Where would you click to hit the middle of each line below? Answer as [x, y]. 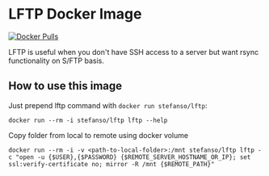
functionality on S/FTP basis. [57, 61]
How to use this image [65, 86]
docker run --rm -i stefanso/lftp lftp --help [88, 120]
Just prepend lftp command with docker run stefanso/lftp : [108, 105]
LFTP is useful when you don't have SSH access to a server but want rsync [134, 52]
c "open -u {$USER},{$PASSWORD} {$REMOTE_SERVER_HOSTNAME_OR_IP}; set [130, 157]
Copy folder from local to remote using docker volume [98, 135]
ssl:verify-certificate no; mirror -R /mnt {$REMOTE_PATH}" [112, 164]
